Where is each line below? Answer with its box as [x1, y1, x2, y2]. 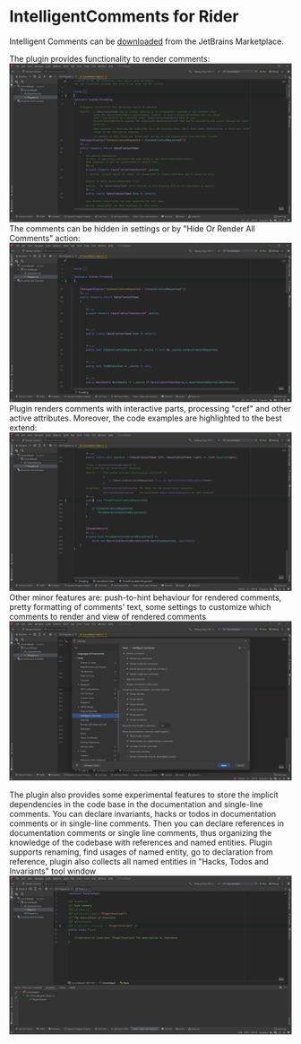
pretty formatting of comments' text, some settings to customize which [9, 602, 271, 613]
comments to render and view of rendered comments [9, 612, 207, 622]
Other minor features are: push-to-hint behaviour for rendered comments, [9, 592, 282, 603]
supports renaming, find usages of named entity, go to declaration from [9, 846, 273, 857]
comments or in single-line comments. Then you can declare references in [9, 818, 285, 829]
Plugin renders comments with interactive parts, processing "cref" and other [9, 403, 291, 413]
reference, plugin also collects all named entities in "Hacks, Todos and [9, 856, 269, 866]
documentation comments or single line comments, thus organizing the [9, 827, 272, 838]
